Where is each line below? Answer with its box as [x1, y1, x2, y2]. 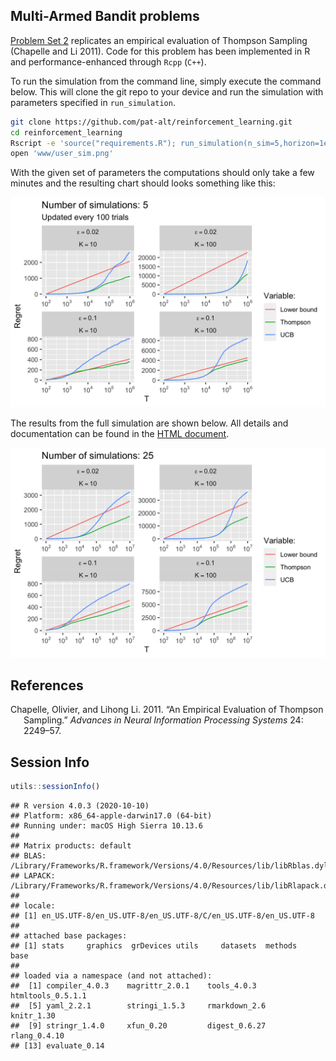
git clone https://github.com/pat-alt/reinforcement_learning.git [10, 117, 293, 127]
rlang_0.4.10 [10, 1031, 65, 1041]
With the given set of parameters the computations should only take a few [10, 167, 315, 179]
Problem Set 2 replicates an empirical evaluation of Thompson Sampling [10, 34, 308, 46]
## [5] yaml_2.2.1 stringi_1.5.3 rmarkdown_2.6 [10, 1001, 267, 1011]
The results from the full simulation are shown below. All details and [10, 417, 289, 429]
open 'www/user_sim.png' [10, 149, 114, 159]
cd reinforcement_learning [10, 127, 123, 138]
